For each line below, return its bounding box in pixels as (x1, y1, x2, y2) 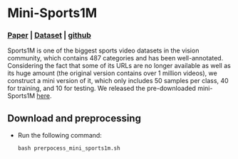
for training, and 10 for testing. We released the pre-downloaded (7, 84, 196, 93)
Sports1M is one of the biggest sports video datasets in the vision (7, 46, 200, 55)
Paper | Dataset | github (7, 31, 91, 40)
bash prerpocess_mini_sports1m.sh (17, 145, 120, 152)
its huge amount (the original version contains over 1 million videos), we (7, 69, 217, 77)
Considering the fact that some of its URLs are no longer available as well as (7, 62, 232, 70)
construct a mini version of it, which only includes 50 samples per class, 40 (7, 77, 229, 85)
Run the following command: (17, 131, 102, 140)
